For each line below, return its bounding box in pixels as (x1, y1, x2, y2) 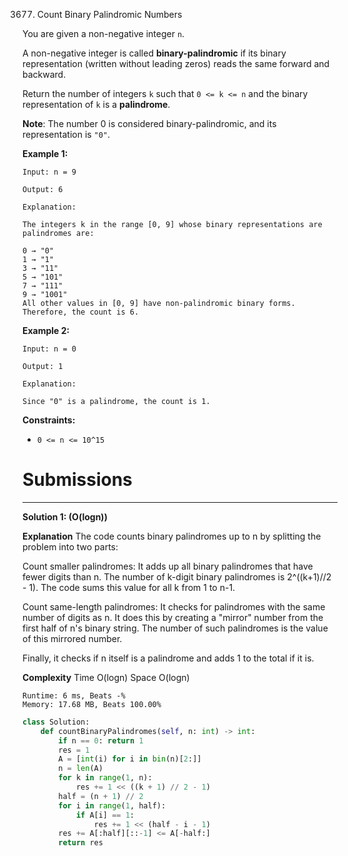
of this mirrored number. (22, 632, 123, 644)
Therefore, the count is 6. (22, 307, 140, 317)
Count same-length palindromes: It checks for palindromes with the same (22, 600, 326, 613)
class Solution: (22, 717, 90, 727)
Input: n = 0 (22, 344, 77, 354)
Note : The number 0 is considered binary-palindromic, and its (22, 118, 277, 129)
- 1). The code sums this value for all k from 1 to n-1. (22, 581, 236, 593)
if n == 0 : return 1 (58, 735, 144, 746)
